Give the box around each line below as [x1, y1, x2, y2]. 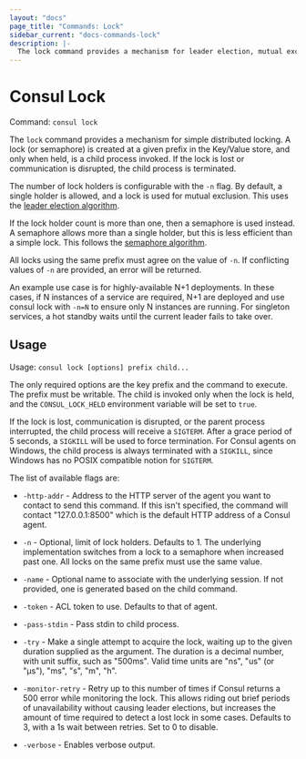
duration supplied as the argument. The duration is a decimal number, [22, 645, 284, 656]
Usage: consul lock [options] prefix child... [9, 361, 189, 372]
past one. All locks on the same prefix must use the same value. [22, 556, 262, 567]
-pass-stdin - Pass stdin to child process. [22, 618, 179, 629]
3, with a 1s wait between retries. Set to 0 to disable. [22, 721, 219, 733]
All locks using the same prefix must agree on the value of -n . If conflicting [9, 255, 290, 266]
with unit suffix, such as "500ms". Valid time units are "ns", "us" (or [22, 655, 275, 666]
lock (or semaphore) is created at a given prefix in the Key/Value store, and [9, 144, 291, 155]
